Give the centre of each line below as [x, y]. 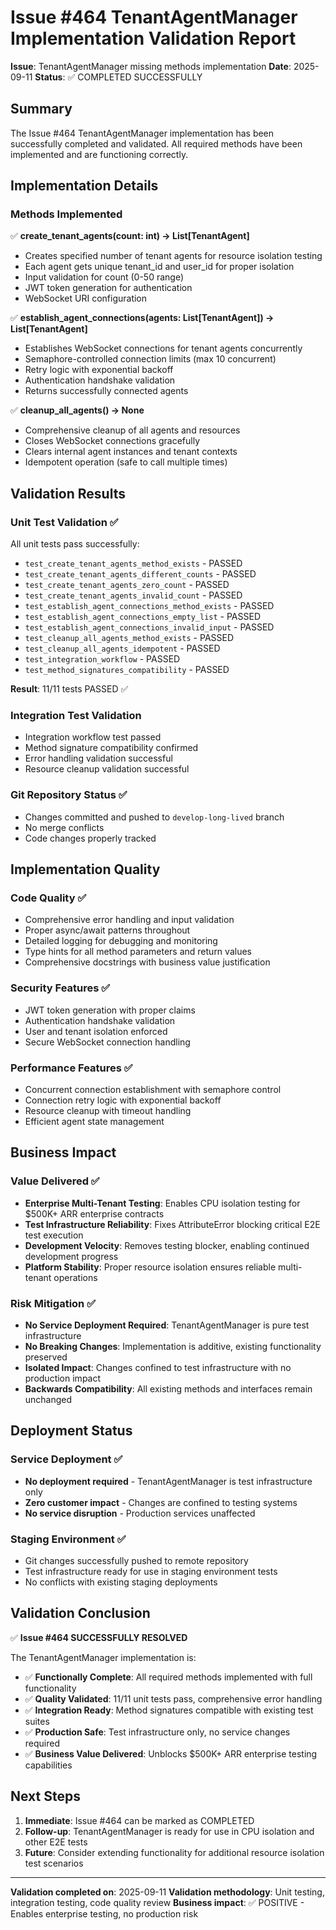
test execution [54, 1235]
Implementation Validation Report [153, 38]
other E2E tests [56, 1842]
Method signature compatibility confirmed [111, 748]
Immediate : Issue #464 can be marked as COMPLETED [139, 1820]
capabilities [48, 1765]
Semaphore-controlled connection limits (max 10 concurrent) [150, 359]
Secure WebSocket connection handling [107, 1042]
